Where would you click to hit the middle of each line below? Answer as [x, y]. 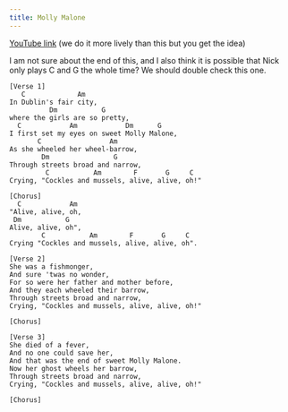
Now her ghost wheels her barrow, [74, 368]
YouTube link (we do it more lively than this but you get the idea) [127, 43]
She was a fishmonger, [51, 266]
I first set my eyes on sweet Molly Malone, [93, 133]
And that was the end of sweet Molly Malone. [95, 360]
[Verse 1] [28, 86]
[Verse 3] [28, 337]
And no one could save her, [62, 353]
